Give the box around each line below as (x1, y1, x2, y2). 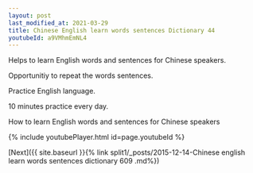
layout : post (8, 11, 52, 20)
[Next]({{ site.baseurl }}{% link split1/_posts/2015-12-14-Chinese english (8, 148, 246, 157)
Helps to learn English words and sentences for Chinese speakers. (8, 56, 227, 65)
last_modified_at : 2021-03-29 (8, 19, 109, 27)
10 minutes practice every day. (8, 102, 109, 111)
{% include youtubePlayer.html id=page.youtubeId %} (8, 133, 185, 142)
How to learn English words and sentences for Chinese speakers (8, 117, 220, 127)
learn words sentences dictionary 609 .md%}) (8, 156, 160, 166)
